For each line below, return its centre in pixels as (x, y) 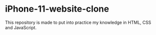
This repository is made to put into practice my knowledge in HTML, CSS (78, 22)
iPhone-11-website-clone (57, 9)
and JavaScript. (21, 27)
